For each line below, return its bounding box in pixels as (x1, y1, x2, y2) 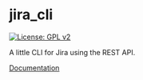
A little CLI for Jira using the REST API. (9, 47, 136, 57)
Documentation (9, 62, 60, 73)
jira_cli (9, 6, 54, 24)
